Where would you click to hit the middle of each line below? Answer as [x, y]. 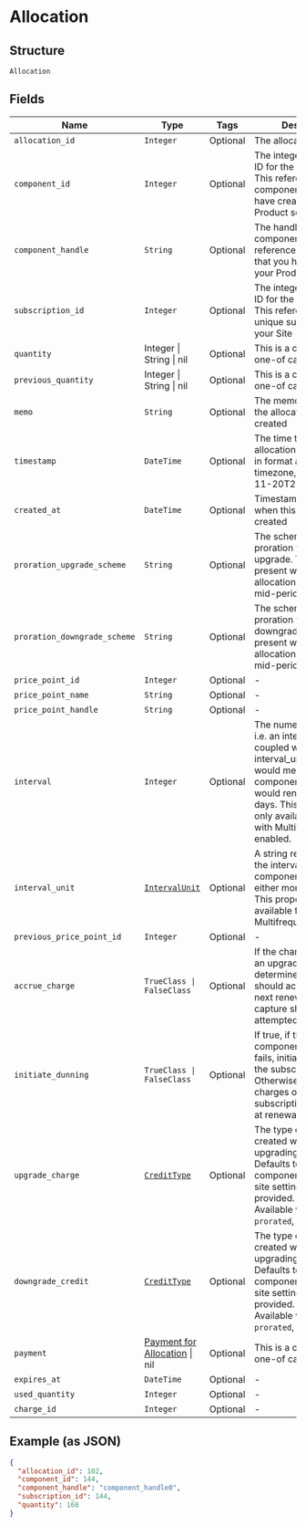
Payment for [171, 1342]
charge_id [35, 1409]
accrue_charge [45, 986]
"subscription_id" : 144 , [65, 1497]
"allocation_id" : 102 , [61, 1471]
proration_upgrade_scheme [70, 564]
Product [271, 212]
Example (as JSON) [65, 1442]
